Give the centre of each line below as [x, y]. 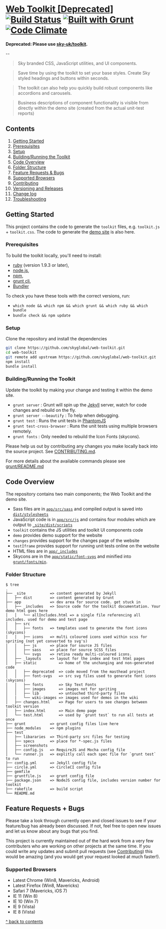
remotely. [22, 431]
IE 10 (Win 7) [25, 901]
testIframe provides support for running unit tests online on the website [86, 545]
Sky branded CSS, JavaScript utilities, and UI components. [77, 63]
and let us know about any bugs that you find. [52, 831]
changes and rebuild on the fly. [44, 410]
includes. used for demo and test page [47, 619]
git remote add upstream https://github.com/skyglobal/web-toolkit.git [81, 357]
